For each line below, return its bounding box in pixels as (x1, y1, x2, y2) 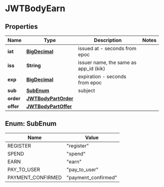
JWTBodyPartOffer (26, 103, 72, 110)
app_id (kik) (78, 65, 105, 72)
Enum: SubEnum (5, 120, 57, 128)
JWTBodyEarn (5, 3, 65, 14)
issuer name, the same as (78, 59, 137, 66)
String (26, 62, 41, 69)
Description (94, 37, 122, 43)
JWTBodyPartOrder (26, 95, 74, 102)
